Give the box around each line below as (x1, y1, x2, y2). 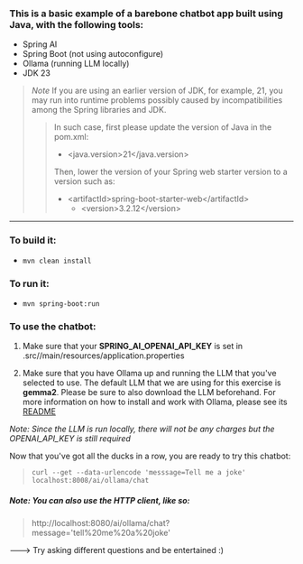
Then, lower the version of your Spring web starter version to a (53, 166, 289, 178)
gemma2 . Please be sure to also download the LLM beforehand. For (22, 387, 277, 398)
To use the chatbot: (9, 319, 96, 332)
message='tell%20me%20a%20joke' (31, 527, 171, 539)
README (22, 406, 57, 417)
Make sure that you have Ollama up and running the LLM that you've (22, 368, 277, 379)
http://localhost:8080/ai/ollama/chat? (31, 518, 170, 529)
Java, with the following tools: (9, 18, 144, 31)
